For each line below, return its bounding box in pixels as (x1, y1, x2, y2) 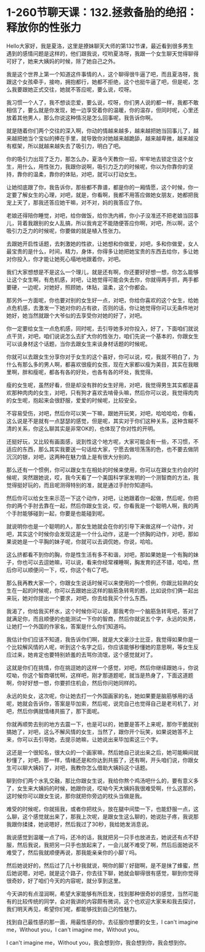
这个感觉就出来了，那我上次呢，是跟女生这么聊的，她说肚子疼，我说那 (22, 813, 199, 820)
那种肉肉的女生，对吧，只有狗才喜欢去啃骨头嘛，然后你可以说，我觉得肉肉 (11, 389, 199, 396)
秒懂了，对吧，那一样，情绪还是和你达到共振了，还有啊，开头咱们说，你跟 (6, 756, 193, 764)
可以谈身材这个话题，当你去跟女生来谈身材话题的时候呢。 (6, 340, 151, 347)
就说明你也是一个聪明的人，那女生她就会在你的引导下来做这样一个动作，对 (6, 522, 193, 530)
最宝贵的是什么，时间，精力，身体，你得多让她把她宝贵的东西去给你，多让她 (6, 247, 199, 255)
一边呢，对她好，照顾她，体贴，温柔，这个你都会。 (22, 284, 151, 291)
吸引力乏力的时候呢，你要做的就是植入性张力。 (6, 227, 124, 234)
